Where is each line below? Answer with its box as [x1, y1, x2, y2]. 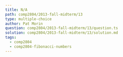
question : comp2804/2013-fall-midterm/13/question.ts [5, 26, 119, 31]
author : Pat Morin [5, 21, 43, 26]
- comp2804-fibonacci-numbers [9, 44, 72, 49]
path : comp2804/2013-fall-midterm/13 [5, 12, 83, 17]
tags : [5, 35, 16, 40]
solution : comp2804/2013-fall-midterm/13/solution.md [5, 30, 119, 35]
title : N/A [5, 7, 28, 12]
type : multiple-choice [5, 16, 52, 21]
